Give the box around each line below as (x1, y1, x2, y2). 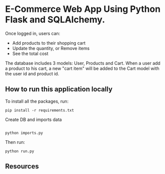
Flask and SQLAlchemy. (5, 14, 105, 25)
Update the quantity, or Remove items (12, 45, 90, 51)
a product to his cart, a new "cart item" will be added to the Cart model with (5, 65, 160, 71)
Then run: (5, 139, 25, 145)
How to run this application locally (5, 85, 113, 94)
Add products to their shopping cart (12, 40, 86, 46)
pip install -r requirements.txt (5, 108, 74, 113)
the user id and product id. (5, 70, 59, 76)
